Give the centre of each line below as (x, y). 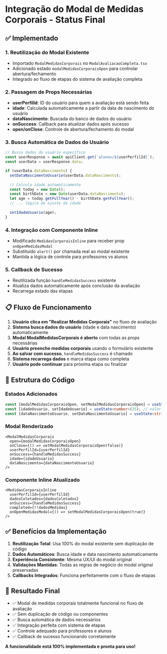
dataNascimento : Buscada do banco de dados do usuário (72, 119)
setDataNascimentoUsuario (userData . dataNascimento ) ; (65, 175)
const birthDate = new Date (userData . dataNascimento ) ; (68, 194)
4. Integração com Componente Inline (52, 230)
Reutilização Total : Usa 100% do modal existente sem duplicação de (83, 543)
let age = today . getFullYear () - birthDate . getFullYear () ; (72, 199)
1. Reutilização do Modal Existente (47, 52)
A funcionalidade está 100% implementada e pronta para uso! (70, 646)
